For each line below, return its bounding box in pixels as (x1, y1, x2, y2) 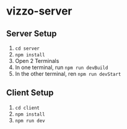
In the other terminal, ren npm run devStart (14, 70, 122, 77)
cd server (14, 45, 40, 51)
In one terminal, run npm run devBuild (14, 64, 108, 71)
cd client (14, 105, 40, 111)
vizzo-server (6, 4, 72, 18)
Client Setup (6, 88, 54, 98)
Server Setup (6, 28, 57, 39)
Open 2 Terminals (14, 58, 60, 64)
